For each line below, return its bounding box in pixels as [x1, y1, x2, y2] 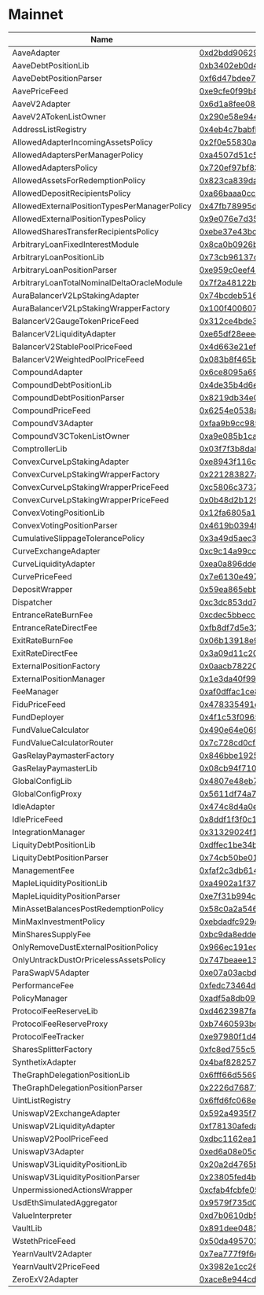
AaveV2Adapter [12, 98, 71, 109]
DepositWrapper [12, 583, 73, 594]
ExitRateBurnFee [12, 635, 74, 646]
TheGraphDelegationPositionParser [12, 1082, 143, 1093]
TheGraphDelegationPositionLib [12, 1069, 130, 1080]
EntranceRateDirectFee [12, 622, 98, 633]
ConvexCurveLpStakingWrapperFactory [12, 469, 160, 480]
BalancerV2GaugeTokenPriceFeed [12, 315, 139, 326]
